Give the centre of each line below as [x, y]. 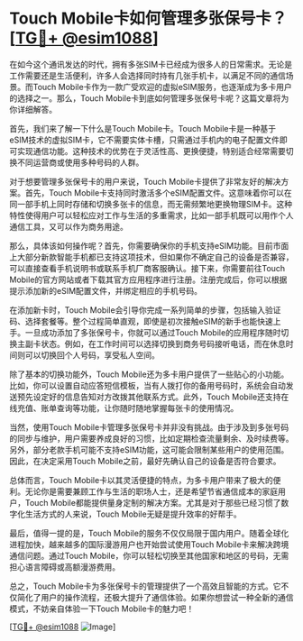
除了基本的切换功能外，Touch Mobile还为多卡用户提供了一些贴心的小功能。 [149, 374]
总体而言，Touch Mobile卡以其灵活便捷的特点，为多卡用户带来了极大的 [141, 480]
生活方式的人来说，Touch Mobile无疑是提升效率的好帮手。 [133, 514]
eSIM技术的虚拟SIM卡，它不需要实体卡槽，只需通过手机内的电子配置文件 [144, 140]
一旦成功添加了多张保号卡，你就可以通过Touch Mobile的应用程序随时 [153, 332]
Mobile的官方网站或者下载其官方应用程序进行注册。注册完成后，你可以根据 [148, 279]
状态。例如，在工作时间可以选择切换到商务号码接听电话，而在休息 [163, 343]
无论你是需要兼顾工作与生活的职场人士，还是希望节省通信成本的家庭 [151, 491]
